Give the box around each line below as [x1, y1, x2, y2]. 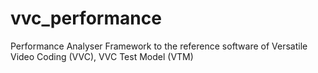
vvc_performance [10, 7, 162, 30]
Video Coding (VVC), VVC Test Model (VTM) [10, 50, 194, 62]
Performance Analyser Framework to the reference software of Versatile [10, 40, 308, 52]
